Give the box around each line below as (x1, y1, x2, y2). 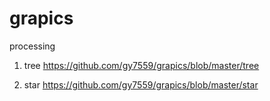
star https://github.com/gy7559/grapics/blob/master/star (23, 78, 259, 91)
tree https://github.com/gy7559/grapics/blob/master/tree (23, 59, 260, 71)
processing (9, 40, 56, 52)
